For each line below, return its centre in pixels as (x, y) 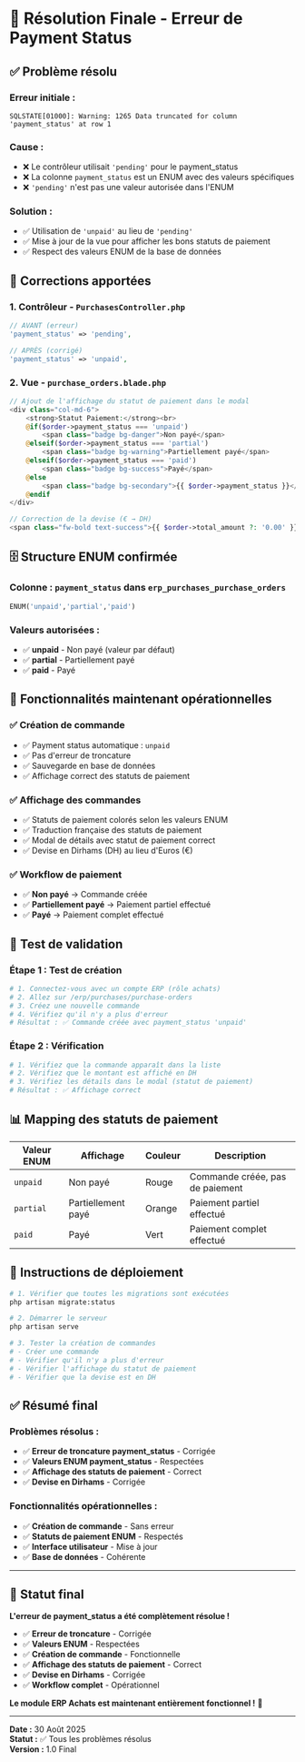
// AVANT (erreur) (44, 326)
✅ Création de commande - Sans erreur (98, 1526)
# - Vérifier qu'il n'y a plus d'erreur (87, 1360)
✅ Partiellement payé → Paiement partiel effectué (117, 905)
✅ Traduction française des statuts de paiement (112, 830)
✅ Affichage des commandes (75, 800)
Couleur (163, 1155)
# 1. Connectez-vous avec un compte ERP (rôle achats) (115, 988)
